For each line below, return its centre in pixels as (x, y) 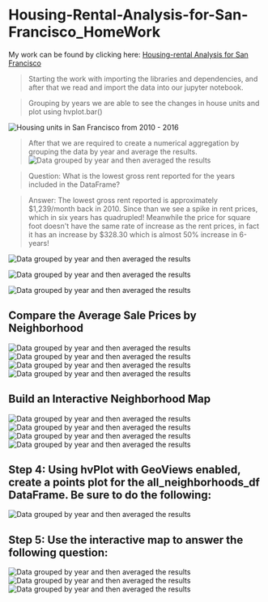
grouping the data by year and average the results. (113, 151)
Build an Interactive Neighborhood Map (110, 399)
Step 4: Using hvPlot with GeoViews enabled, (125, 470)
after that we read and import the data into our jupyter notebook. (136, 87)
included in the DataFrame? (74, 184)
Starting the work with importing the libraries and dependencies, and (143, 78)
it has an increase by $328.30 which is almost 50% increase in (132, 234)
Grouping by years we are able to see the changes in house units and (144, 103)
